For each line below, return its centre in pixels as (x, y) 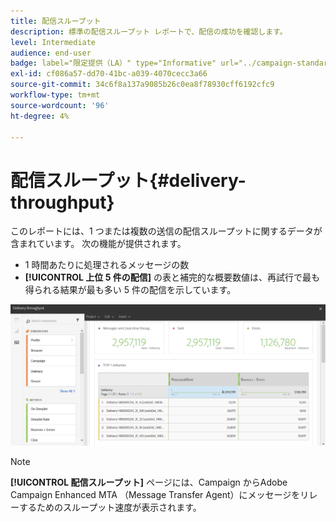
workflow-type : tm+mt (55, 95)
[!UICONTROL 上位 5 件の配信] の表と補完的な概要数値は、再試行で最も (172, 277)
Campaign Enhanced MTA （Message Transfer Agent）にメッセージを (155, 495)
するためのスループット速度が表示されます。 (110, 507)
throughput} (62, 202)
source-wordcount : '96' (60, 105)
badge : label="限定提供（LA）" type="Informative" (113, 63)
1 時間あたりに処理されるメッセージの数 (107, 265)
